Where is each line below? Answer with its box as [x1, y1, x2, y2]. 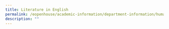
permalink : [5, 12, 28, 17]
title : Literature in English [5, 7, 69, 12]
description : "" [5, 16, 39, 21]
